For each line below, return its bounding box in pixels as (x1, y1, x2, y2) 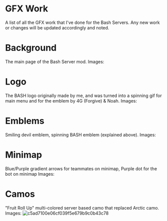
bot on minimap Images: (5, 171, 55, 177)
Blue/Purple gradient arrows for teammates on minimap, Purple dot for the (5, 165, 158, 172)
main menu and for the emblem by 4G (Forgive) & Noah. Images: (5, 98, 137, 104)
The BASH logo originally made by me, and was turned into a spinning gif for (5, 93, 162, 99)
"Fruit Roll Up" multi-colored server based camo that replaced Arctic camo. (5, 205, 159, 211)
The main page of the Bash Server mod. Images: (5, 58, 104, 65)
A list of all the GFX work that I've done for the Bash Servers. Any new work (5, 19, 160, 25)
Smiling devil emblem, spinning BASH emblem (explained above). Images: (5, 131, 156, 137)
